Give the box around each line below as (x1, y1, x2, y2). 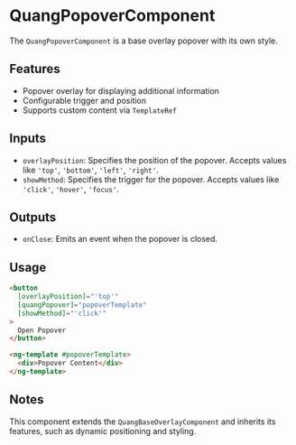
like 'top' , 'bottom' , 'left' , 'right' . (22, 164, 160, 175)
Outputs (9, 209, 57, 225)
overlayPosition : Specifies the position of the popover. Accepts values (22, 154, 287, 165)
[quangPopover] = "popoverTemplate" (17, 300, 147, 310)
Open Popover (17, 326, 67, 335)
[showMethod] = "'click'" (17, 309, 106, 318)
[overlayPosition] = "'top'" (17, 292, 119, 301)
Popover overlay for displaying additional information (22, 85, 219, 96)
